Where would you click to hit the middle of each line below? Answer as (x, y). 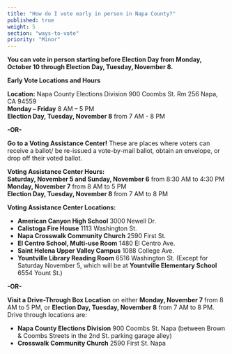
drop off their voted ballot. (45, 158)
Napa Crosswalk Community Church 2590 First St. (91, 236)
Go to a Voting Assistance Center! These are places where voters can (109, 143)
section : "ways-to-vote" (43, 33)
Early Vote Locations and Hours (54, 80)
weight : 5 (22, 27)
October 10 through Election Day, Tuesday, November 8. (90, 67)
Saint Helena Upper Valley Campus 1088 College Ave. (95, 251)
